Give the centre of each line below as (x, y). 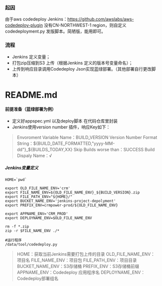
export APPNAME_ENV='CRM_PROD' (37, 214)
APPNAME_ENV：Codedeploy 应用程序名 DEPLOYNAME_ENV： (81, 272)
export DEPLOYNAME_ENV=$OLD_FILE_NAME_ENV (49, 218)
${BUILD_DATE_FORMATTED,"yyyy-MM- (74, 143)
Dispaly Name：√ (34, 155)
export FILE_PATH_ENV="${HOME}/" (39, 197)
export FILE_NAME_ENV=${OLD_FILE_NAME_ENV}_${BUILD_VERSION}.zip (72, 192)
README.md (31, 95)
